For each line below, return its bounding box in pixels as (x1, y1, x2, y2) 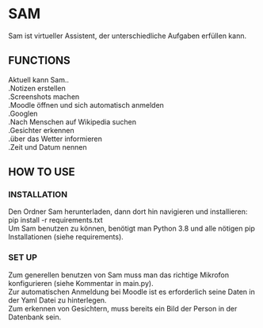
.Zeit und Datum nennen (8, 142, 87, 151)
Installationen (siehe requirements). (8, 232, 124, 242)
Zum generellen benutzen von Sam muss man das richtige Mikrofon (8, 270, 230, 280)
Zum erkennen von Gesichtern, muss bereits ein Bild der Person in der (8, 303, 238, 313)
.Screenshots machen (8, 92, 80, 101)
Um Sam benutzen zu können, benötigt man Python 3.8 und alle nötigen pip (8, 223, 255, 234)
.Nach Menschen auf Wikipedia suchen (8, 116, 137, 127)
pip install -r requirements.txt (8, 215, 103, 225)
